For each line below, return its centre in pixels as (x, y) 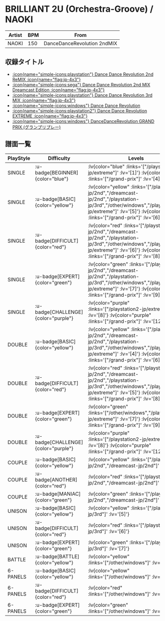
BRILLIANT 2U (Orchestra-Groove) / (79, 9)
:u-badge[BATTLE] (57, 556)
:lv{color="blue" (106, 167)
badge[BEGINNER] (57, 172)
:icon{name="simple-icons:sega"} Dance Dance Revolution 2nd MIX (81, 85)
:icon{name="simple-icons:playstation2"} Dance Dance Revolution (80, 111)
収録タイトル (25, 62)
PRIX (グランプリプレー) (36, 127)
